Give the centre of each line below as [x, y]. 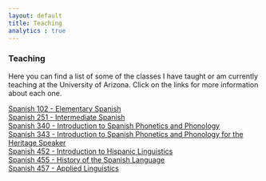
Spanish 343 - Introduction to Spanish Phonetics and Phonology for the [126, 134]
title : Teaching [35, 23]
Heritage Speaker [37, 143]
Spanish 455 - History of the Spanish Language [87, 159]
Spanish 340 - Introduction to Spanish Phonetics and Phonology [114, 126]
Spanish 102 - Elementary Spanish [65, 108]
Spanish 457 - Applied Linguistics [64, 168]
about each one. [35, 93]
